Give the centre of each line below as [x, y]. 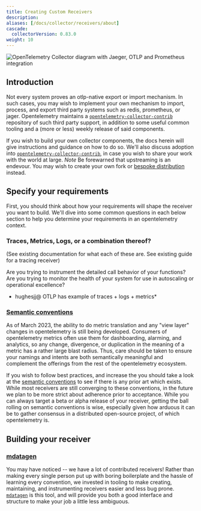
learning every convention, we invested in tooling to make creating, [89, 482]
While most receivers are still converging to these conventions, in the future [100, 388]
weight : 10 [20, 40]
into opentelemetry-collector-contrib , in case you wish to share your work [99, 153]
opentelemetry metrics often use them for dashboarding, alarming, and [94, 338]
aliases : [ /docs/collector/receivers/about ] [63, 23]
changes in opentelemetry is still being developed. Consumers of [87, 331]
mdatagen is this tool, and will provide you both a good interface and [89, 495]
